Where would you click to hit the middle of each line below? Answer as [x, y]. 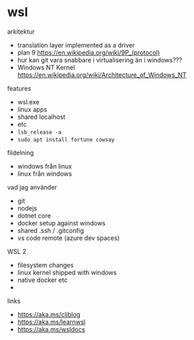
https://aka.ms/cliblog [49, 314]
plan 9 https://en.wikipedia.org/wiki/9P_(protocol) [89, 52]
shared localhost [41, 117]
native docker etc [42, 280]
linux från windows [44, 173]
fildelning [21, 153]
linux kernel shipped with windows [67, 272]
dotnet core [34, 215]
